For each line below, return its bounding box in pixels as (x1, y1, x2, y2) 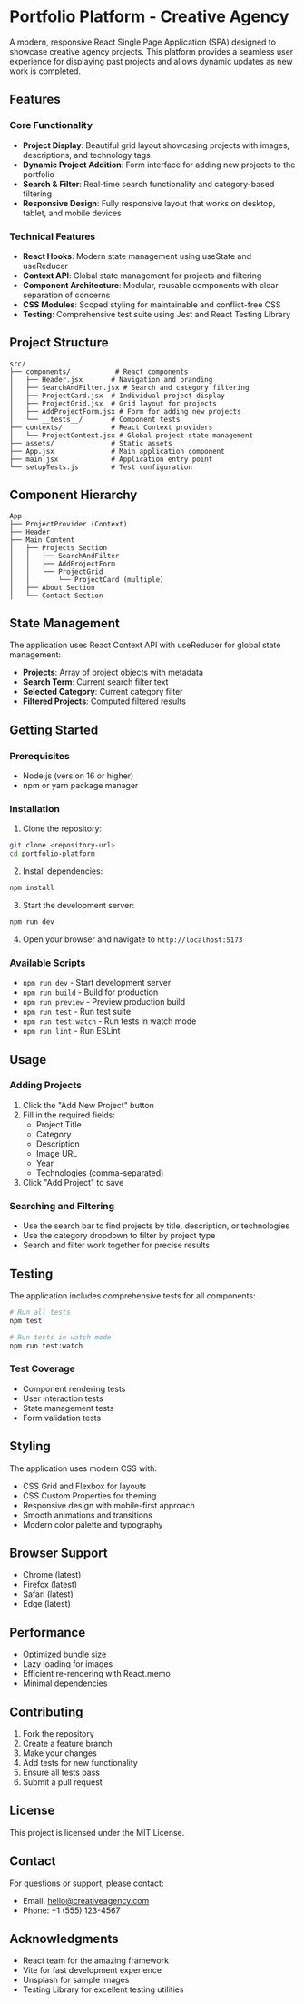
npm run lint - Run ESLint (22, 1026, 121, 1037)
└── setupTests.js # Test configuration (9, 462, 193, 472)
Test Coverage (9, 1362, 75, 1375)
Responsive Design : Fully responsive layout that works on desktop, (22, 197, 276, 208)
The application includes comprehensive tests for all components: (9, 1289, 256, 1301)
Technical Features (9, 230, 96, 243)
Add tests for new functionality (22, 1757, 138, 1768)
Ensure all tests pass (22, 1767, 100, 1778)
